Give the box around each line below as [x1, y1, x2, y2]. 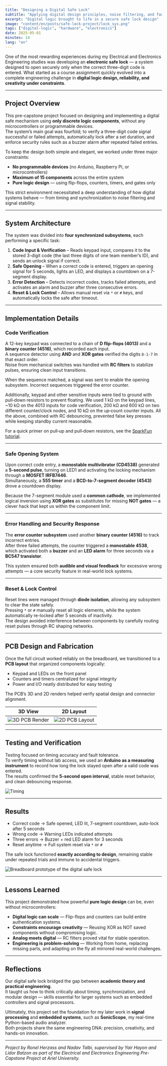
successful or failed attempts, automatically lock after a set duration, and [5, 133, 155, 140]
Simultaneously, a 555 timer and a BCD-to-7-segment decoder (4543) [5, 478, 152, 484]
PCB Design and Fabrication [5, 642, 93, 651]
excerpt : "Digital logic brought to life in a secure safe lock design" [5, 16, 159, 21]
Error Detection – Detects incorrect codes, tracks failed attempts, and [12, 279, 156, 285]
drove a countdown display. [5, 483, 62, 489]
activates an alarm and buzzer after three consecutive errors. [12, 284, 138, 290]
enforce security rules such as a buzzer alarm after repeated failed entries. [5, 139, 159, 145]
